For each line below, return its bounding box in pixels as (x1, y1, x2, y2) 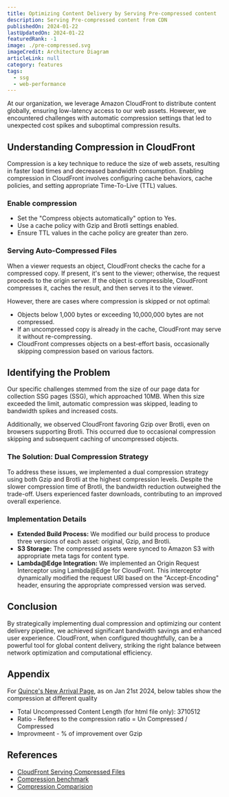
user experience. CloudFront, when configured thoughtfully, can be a (7, 634, 203, 642)
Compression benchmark (17, 775, 89, 783)
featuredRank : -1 (7, 36, 57, 43)
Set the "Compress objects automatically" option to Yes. (17, 214, 177, 222)
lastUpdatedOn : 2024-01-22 (7, 29, 85, 36)
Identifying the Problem (7, 367, 111, 379)
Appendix (7, 668, 50, 680)
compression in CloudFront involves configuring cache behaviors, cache (7, 174, 213, 182)
